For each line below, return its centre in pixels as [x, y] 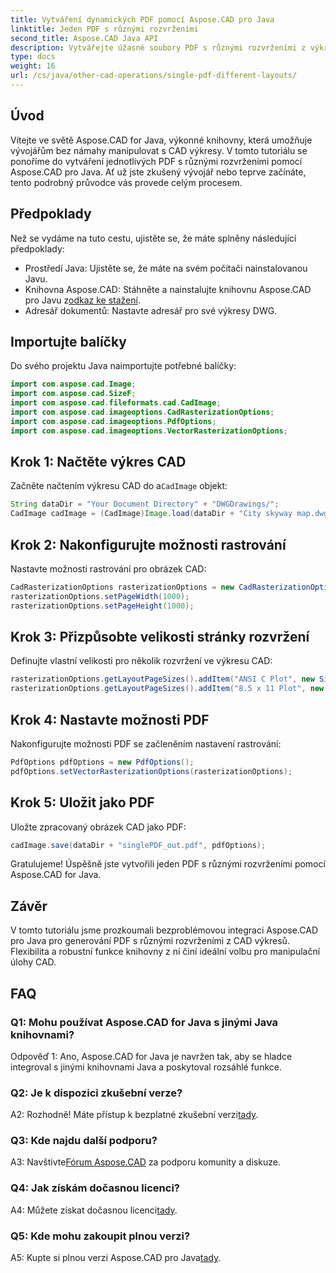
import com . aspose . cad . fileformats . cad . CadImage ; [116, 403]
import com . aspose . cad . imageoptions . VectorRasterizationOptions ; [149, 431]
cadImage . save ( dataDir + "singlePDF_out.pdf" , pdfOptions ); [138, 845]
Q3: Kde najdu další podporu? [84, 1141]
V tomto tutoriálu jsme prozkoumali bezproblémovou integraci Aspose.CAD [164, 930]
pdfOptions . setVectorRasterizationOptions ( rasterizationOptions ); [151, 771]
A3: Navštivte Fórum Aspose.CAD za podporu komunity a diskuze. [145, 1162]
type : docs [33, 57]
